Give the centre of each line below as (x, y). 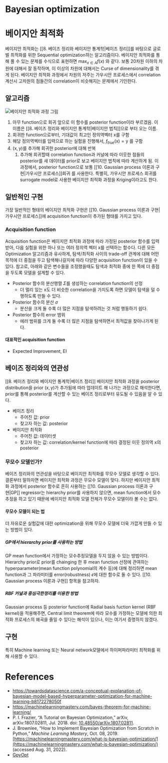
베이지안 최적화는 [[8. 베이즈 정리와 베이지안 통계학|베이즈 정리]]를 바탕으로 (78, 49)
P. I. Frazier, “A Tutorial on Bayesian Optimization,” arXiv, (70, 717)
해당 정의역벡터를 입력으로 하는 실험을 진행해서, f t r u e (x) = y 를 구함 (77, 141)
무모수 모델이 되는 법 (25, 511)
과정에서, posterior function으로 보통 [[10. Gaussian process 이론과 (87, 167)
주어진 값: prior (35, 417)
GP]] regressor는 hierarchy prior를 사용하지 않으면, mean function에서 (81, 492)
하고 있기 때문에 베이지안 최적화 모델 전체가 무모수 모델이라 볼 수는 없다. (88, 499)
